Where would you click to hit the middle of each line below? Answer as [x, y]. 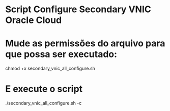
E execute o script [44, 89]
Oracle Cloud [34, 20]
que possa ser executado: [61, 54]
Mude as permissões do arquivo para [85, 44]
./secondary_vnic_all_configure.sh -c [44, 103]
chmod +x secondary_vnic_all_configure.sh [50, 68]
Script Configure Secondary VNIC [78, 9]
